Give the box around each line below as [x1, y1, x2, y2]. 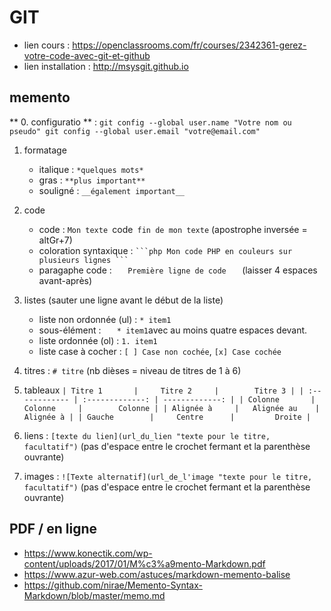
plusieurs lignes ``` [38, 255, 129, 265]
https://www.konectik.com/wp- [23, 547, 153, 559]
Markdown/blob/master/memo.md [23, 589, 166, 601]
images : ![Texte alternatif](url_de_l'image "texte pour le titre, [23, 470, 313, 482]
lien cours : [23, 39, 71, 51]
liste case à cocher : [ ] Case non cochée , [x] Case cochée [38, 345, 282, 357]
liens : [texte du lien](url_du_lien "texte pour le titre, [23, 429, 271, 441]
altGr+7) [38, 234, 73, 246]
